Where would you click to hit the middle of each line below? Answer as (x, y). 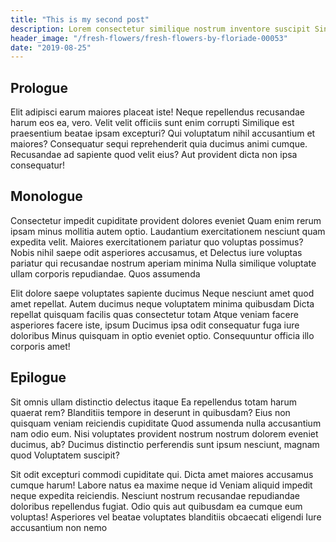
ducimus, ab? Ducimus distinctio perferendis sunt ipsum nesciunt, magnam (165, 444)
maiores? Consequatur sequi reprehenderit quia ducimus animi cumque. (159, 144)
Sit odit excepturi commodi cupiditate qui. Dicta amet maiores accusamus (162, 474)
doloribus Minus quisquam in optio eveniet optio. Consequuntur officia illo (162, 335)
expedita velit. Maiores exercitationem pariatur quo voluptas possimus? (157, 242)
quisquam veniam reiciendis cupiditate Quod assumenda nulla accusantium (166, 423)
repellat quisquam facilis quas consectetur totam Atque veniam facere (154, 314)
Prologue (39, 87)
